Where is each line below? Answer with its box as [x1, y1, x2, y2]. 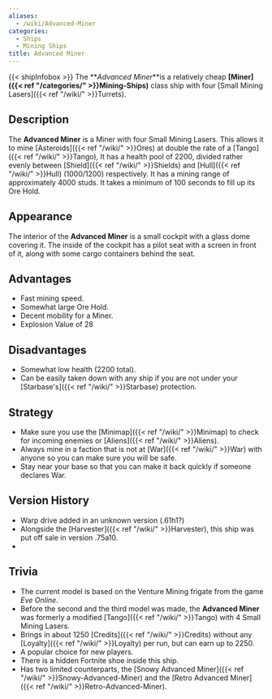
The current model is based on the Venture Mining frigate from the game [19, 586, 264, 596]
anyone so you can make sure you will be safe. [19, 453, 177, 463]
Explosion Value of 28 [19, 319, 93, 329]
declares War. [19, 471, 67, 480]
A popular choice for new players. [19, 647, 134, 657]
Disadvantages [8, 343, 87, 357]
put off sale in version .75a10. [19, 532, 119, 542]
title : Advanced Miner [8, 50, 85, 58]
